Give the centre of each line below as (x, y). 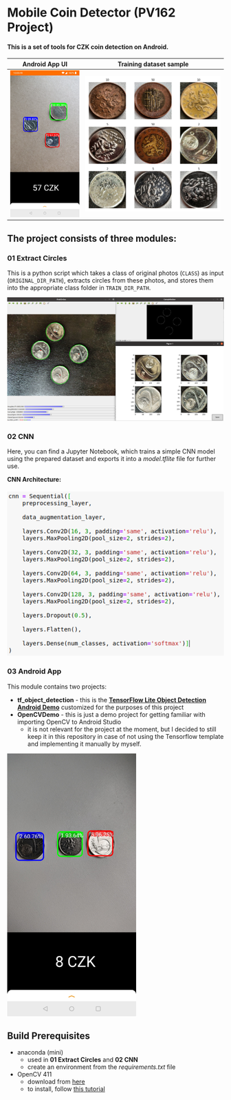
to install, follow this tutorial (66, 1089)
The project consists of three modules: (92, 238)
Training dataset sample (153, 64)
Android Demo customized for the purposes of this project (100, 707)
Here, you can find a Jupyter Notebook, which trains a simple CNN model (111, 451)
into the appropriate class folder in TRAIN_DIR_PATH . (79, 288)
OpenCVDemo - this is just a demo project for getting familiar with (111, 714)
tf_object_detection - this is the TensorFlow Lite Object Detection (111, 700)
